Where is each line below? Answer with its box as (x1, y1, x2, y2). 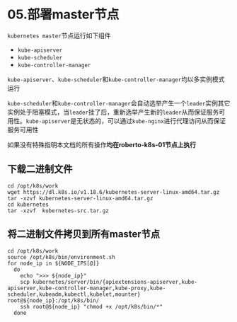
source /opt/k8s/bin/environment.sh (7, 253, 115, 260)
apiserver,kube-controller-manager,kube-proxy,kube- (7, 284, 166, 292)
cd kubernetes (7, 201, 50, 208)
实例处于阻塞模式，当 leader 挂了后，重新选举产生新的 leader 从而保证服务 (7, 108, 219, 116)
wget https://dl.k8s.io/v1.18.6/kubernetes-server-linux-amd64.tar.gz (7, 188, 220, 195)
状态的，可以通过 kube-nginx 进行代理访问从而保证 (82, 116, 226, 125)
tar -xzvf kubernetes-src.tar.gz (7, 207, 110, 214)
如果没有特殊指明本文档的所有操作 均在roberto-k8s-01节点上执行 (7, 140, 197, 149)
